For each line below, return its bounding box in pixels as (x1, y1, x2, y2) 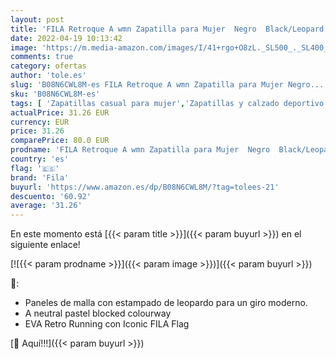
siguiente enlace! (10, 239, 81, 251)
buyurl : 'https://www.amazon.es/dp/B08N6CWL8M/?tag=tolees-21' (10, 182, 280, 192)
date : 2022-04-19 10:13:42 (10, 33, 123, 43)
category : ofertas (10, 61, 87, 71)
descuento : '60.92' (10, 191, 92, 201)
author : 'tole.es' (10, 71, 87, 81)
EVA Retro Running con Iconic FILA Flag (24, 318, 190, 330)
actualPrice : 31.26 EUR (10, 107, 110, 118)
